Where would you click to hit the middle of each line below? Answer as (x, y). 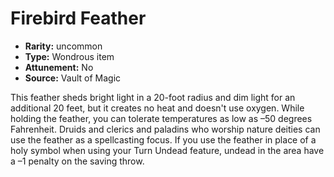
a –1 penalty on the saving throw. (77, 161)
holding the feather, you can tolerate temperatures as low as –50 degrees (161, 118)
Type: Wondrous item (69, 56)
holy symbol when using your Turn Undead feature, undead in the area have (167, 150)
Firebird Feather (78, 18)
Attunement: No (59, 67)
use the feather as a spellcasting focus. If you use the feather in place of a (163, 139)
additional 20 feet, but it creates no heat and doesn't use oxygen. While (157, 108)
